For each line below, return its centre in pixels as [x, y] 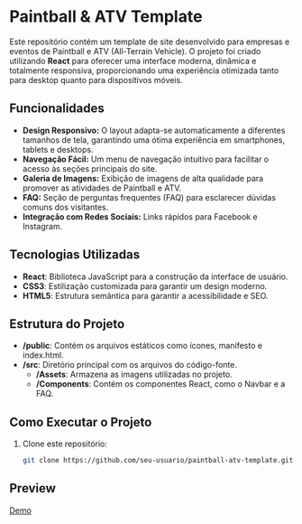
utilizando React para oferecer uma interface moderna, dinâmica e [133, 61]
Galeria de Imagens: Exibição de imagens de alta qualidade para [143, 178]
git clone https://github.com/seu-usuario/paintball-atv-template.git [158, 461]
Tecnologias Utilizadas [75, 255]
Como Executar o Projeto [81, 422]
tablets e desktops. [58, 149]
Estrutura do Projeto [67, 324]
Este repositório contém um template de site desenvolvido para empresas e [150, 42]
